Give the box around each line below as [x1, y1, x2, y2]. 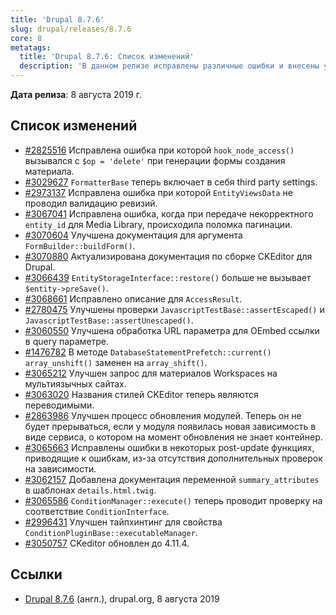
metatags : [10, 42, 52, 53]
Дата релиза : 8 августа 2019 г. [10, 89, 142, 100]
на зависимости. [24, 462, 97, 475]
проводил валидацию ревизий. [24, 197, 158, 209]
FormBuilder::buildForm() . [24, 239, 136, 251]
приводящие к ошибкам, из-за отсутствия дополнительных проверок [24, 452, 323, 464]
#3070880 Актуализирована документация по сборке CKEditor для [24, 250, 313, 262]
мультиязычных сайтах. [24, 377, 127, 390]
